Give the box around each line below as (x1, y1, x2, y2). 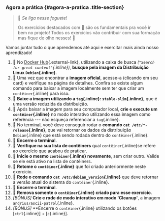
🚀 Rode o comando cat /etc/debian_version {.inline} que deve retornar (12, 174, 159, 180)
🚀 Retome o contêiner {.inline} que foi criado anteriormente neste (12, 164, 146, 169)
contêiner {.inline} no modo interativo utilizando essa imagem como (12, 111, 151, 117)
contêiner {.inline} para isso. (12, 90, 70, 97)
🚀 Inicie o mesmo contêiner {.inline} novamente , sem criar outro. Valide (12, 153, 160, 159)
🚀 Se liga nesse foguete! (17, 15, 67, 21)
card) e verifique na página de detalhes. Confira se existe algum (12, 80, 143, 86)
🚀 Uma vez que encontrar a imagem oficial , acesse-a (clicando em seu (12, 75, 158, 81)
